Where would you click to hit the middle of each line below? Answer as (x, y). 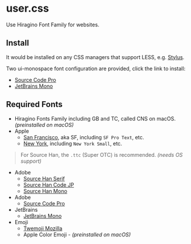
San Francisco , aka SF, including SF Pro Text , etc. (84, 137)
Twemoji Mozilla (43, 228)
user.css (28, 8)
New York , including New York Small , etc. (73, 143)
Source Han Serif (44, 178)
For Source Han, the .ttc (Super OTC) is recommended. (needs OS (102, 154)
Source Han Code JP (49, 185)
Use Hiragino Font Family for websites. (53, 25)
